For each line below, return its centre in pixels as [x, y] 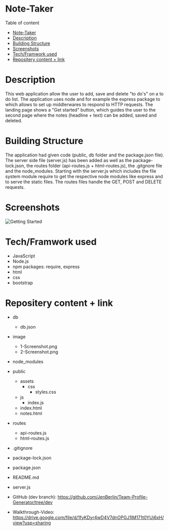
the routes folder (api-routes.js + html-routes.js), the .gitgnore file [94, 166]
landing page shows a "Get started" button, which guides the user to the [80, 110]
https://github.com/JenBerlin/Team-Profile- [102, 497]
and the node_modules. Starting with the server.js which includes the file [81, 171]
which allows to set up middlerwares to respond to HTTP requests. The [79, 104]
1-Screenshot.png [39, 346]
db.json [28, 327]
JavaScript [24, 256]
